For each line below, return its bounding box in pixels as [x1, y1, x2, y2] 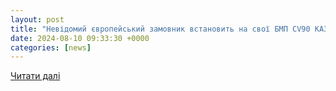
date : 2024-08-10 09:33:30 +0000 [10, 33, 150, 43]
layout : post [10, 14, 65, 25]
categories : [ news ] [10, 42, 92, 53]
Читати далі [10, 70, 61, 82]
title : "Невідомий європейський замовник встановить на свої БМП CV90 [10, 24, 311, 34]
